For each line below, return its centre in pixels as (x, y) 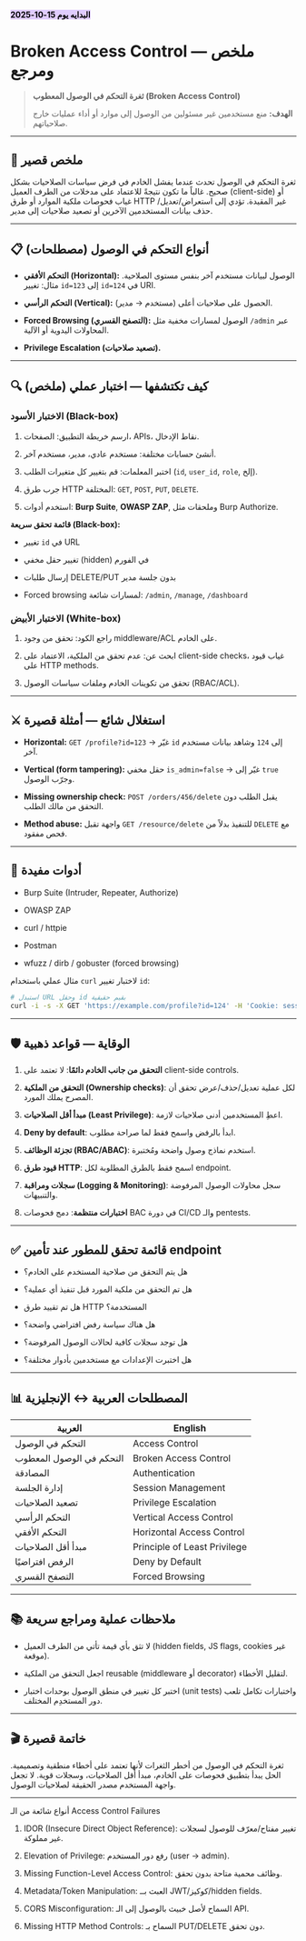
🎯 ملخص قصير (47, 160)
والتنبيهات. (40, 1195)
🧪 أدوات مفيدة (46, 870)
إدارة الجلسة (39, 1487)
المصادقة (32, 1473)
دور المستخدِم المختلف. (63, 1700)
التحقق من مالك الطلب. (63, 805)
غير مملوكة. (43, 1837)
